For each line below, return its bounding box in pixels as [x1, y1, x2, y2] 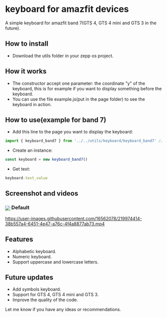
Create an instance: [12, 147, 53, 153]
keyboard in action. [12, 101, 52, 107]
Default [11, 204, 30, 211]
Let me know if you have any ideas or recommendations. [5, 307, 121, 313]
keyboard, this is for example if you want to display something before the [12, 85, 162, 91]
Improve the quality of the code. [12, 297, 78, 303]
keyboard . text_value [5, 176, 48, 181]
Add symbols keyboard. [12, 286, 61, 292]
